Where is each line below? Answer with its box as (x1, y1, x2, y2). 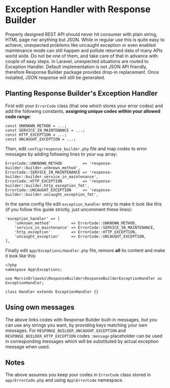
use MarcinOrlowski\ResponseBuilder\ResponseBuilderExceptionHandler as (5, 276, 162, 281)
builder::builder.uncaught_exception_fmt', (5, 192, 99, 197)
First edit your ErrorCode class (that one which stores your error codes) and (5, 103, 163, 109)
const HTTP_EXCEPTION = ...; (5, 132, 67, 137)
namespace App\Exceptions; (5, 267, 62, 272)
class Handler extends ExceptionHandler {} (5, 289, 99, 294)
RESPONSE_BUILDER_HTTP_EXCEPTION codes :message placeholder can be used (5, 333, 162, 339)
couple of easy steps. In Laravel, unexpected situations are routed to (5, 58, 149, 64)
